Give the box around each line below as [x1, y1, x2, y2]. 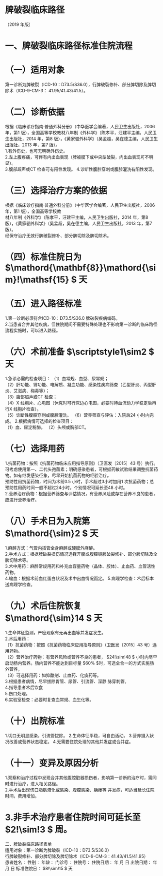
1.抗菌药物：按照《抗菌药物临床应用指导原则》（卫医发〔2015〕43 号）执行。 [5, 460, 158, 466]
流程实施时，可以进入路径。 [5, 328, 61, 333]
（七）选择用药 [5, 443, 65, 454]
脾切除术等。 [5, 557, 31, 563]
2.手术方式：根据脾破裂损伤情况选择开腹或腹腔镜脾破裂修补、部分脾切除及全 [5, 551, 158, 557]
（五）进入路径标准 [5, 298, 82, 310]
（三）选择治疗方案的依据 [5, 185, 108, 196]
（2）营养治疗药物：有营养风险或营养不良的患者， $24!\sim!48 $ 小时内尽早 [5, 654, 158, 660]
